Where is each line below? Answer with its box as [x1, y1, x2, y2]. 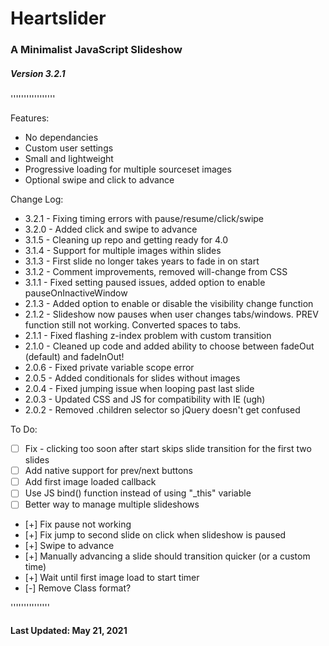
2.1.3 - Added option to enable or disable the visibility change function [24, 298, 314, 310]
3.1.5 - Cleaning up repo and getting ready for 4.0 [24, 234, 229, 246]
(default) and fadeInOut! [24, 351, 125, 363]
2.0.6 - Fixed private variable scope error [24, 362, 195, 374]
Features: [10, 112, 50, 124]
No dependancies [24, 132, 99, 144]
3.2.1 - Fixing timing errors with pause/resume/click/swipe [24, 213, 265, 225]
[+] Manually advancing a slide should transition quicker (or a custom [24, 550, 311, 562]
